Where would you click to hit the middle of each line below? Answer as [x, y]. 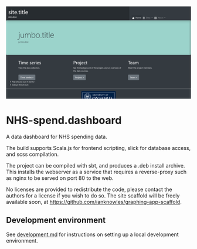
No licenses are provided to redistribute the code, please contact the [89, 189]
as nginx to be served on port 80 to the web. [60, 178]
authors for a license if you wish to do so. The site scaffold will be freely [93, 195]
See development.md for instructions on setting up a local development [92, 234]
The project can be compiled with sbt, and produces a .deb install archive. [96, 165]
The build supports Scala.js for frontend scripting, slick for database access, [98, 148]
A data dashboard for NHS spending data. [57, 137]
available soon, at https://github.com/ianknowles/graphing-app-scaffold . [94, 202]
